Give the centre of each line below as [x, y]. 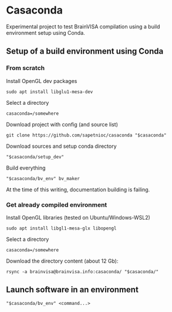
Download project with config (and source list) [62, 124]
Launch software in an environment [72, 290]
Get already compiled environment [57, 205]
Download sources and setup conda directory [61, 146]
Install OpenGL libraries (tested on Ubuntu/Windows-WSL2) [78, 217]
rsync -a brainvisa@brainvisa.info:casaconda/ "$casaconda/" [82, 271]
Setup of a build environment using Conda [85, 52]
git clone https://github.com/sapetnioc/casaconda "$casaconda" [86, 135]
